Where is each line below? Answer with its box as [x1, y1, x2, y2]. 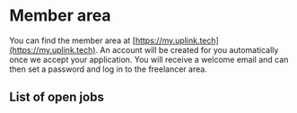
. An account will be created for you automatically [95, 44, 279, 55]
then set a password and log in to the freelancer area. [9, 64, 208, 74]
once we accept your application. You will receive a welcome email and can [9, 54, 289, 65]
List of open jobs [9, 90, 105, 105]
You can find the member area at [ [9, 35, 136, 46]
